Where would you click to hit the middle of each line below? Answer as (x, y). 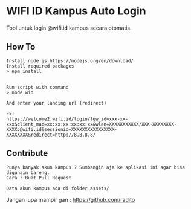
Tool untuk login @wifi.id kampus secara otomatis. (69, 28)
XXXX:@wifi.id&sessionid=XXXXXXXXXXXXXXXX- (62, 129)
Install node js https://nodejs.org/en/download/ (70, 61)
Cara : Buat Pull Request (39, 178)
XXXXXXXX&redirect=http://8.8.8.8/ (51, 135)
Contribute (27, 153)
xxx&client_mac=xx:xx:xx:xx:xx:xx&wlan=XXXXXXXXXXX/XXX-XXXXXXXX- (92, 124)
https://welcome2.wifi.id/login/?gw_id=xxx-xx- (67, 119)
